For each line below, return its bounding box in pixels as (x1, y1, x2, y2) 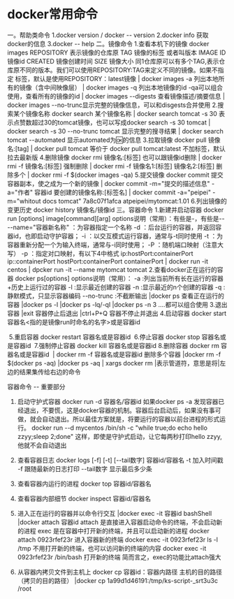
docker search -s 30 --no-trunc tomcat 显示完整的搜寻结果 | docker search (7, 127, 224, 135)
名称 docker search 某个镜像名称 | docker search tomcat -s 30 (37, 109, 218, 117)
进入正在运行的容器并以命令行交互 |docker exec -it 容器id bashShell (17, 509, 212, 517)
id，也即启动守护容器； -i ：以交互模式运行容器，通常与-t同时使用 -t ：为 (13, 231, 224, 240)
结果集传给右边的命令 (19, 368, 81, 376)
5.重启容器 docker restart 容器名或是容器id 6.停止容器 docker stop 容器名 (8, 333, 221, 341)
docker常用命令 (7, 6, 98, 22)
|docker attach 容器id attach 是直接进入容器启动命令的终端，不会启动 (17, 518, 217, 526)
